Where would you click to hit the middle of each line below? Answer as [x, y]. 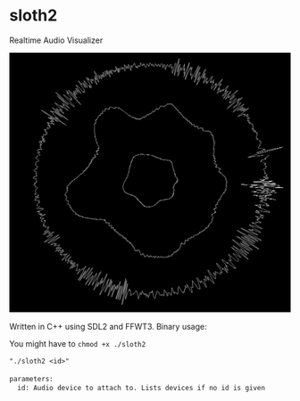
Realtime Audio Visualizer [56, 40]
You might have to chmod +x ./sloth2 [78, 344]
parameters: [31, 380]
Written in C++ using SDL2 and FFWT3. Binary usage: [108, 327]
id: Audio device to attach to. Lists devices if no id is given [142, 389]
